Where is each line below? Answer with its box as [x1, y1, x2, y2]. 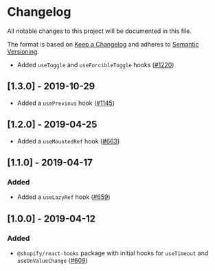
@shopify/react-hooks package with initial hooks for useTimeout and [16, 248, 209, 257]
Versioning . [7, 47, 40, 56]
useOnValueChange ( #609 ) [16, 256, 88, 264]
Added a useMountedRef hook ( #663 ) [16, 137, 120, 145]
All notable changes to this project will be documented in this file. [7, 27, 192, 35]
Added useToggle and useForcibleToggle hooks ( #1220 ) [16, 60, 174, 69]
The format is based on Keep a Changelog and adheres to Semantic [7, 40, 199, 48]
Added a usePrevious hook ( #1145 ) [16, 99, 115, 107]
